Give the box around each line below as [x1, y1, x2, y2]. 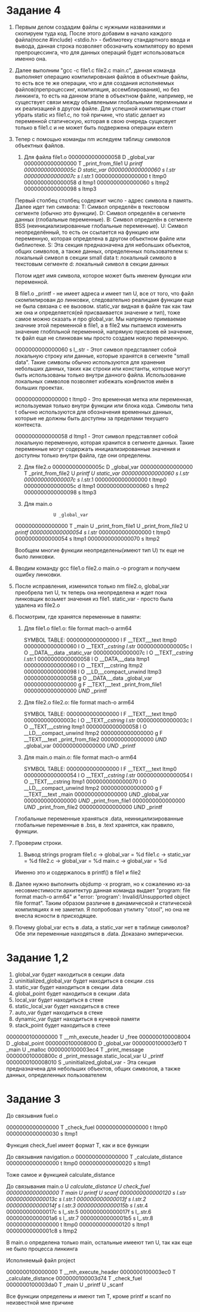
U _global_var [53, 512, 88, 518]
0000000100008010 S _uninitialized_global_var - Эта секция [6, 1058, 156, 1066]
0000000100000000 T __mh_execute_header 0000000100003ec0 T [6, 1268, 176, 1276]
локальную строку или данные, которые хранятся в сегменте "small [14, 352, 190, 359]
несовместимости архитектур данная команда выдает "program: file [14, 886, 191, 894]
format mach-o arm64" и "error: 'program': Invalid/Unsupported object [14, 893, 190, 900]
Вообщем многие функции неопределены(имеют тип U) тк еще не [14, 547, 185, 554]
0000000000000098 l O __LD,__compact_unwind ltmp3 [23, 668, 162, 675]
